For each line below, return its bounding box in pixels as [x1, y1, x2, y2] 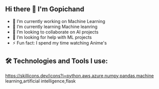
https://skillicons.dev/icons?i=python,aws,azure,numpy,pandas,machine [5, 72, 154, 78]
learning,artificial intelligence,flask [5, 78, 76, 84]
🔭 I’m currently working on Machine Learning [12, 18, 105, 24]
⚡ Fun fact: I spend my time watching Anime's [12, 39, 107, 45]
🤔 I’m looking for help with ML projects [12, 34, 92, 40]
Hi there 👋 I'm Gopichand [5, 5, 84, 13]
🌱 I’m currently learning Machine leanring [12, 23, 97, 29]
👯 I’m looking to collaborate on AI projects [12, 28, 99, 35]
